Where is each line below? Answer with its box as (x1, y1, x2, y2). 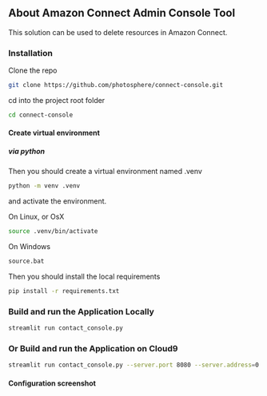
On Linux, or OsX (8, 212, 65, 222)
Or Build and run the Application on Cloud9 (8, 343, 178, 354)
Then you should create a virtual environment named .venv (8, 167, 202, 176)
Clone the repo (8, 65, 58, 75)
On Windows (8, 242, 50, 251)
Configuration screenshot (8, 378, 96, 388)
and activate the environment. (8, 196, 107, 206)
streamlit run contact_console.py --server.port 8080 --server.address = (8, 361, 256, 370)
